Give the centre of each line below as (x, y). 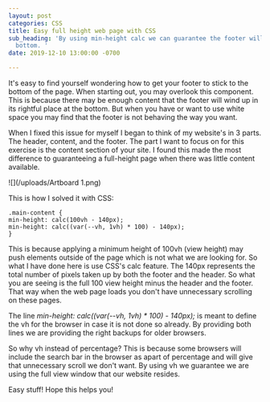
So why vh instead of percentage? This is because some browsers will (125, 348)
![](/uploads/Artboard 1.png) (55, 183)
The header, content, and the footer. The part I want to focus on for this (127, 141)
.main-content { (35, 213)
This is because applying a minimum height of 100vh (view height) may (126, 249)
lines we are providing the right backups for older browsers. (107, 333)
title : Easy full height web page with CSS (82, 31)
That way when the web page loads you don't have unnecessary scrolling (131, 291)
